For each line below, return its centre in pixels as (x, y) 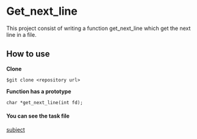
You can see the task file (38, 116)
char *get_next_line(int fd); (45, 102)
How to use (28, 54)
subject (16, 129)
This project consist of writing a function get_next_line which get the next (99, 28)
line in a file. (21, 34)
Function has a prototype (39, 91)
